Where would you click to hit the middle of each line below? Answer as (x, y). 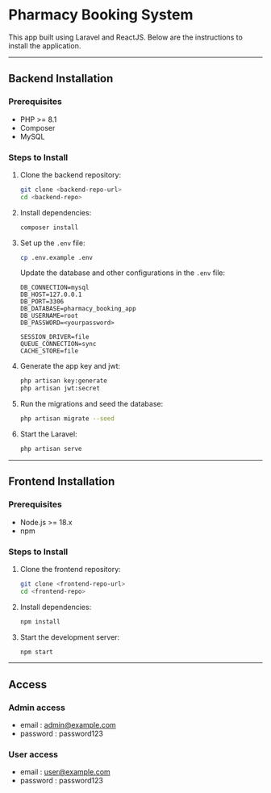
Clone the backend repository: (71, 174)
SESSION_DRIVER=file (54, 337)
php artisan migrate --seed (67, 419)
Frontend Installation (62, 482)
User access (33, 754)
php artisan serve (51, 449)
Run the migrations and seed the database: (92, 404)
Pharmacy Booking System (101, 15)
